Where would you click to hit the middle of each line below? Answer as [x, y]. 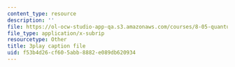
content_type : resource [42, 14]
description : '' [31, 20]
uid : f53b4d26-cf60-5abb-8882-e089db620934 [72, 53]
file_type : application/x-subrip [56, 33]
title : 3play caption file [47, 46]
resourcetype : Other [37, 40]
